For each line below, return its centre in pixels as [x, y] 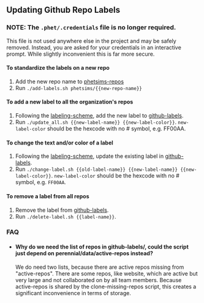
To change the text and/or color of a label [60, 143]
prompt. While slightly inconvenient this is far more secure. [81, 54]
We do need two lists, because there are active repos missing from [100, 267]
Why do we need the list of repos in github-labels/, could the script [102, 247]
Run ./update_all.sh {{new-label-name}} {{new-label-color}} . [96, 122]
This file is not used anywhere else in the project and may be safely [91, 41]
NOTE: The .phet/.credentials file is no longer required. [91, 28]
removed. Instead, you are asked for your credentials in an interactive [94, 47]
